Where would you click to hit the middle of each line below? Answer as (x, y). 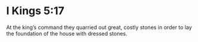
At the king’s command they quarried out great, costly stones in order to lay (99, 27)
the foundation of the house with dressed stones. (67, 33)
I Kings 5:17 (35, 11)
